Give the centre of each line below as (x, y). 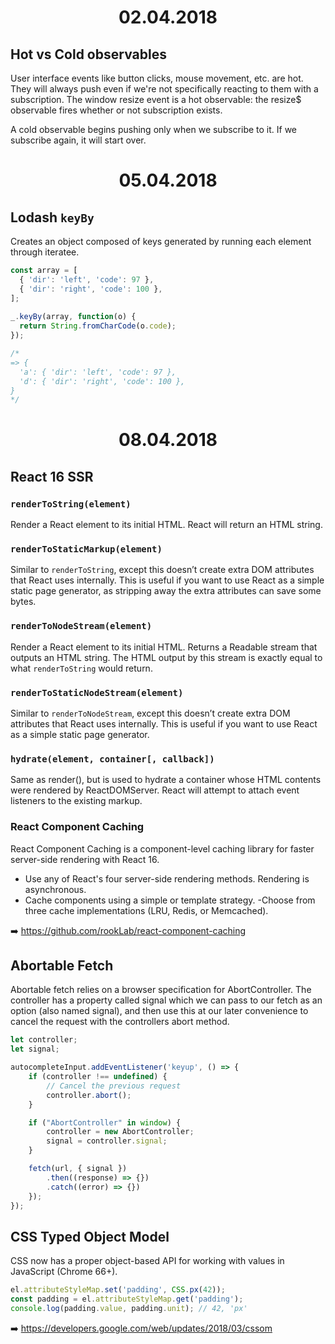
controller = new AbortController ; (120, 1132)
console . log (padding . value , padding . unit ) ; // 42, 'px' (129, 1308)
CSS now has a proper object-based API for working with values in (147, 1261)
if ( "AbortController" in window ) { (105, 1122)
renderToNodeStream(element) (81, 626)
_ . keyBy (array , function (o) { (73, 317)
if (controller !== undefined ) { (98, 1077)
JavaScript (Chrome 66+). (64, 1272)
